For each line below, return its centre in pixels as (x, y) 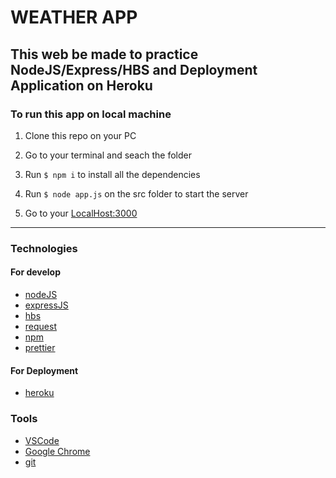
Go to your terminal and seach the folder (108, 155)
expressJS (46, 305)
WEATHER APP (74, 17)
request (40, 326)
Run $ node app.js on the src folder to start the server (136, 193)
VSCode (42, 440)
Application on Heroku (81, 85)
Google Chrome (57, 451)
